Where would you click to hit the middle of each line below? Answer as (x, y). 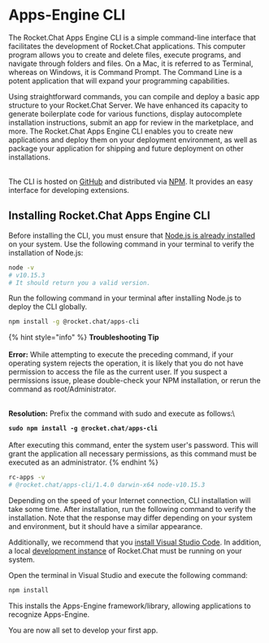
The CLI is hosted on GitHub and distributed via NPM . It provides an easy (131, 182)
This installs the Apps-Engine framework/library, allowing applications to (130, 606)
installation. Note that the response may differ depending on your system (131, 518)
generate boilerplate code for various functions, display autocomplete (125, 114)
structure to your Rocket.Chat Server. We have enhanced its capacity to (128, 105)
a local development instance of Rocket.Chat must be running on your (125, 551)
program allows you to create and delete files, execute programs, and (125, 55)
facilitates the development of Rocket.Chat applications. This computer (127, 46)
